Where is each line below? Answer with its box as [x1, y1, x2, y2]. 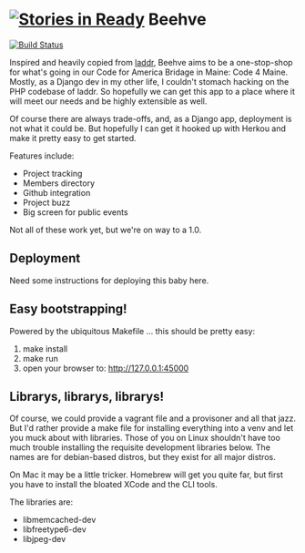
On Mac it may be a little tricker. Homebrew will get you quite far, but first [9, 469, 284, 480]
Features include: [9, 150, 75, 161]
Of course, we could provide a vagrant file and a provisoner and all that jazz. [9, 413, 296, 424]
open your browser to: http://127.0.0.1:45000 [22, 363, 189, 374]
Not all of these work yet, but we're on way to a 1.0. [9, 224, 202, 235]
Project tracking [22, 168, 83, 179]
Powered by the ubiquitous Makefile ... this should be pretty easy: [9, 325, 256, 336]
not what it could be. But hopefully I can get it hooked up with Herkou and [9, 123, 287, 134]
